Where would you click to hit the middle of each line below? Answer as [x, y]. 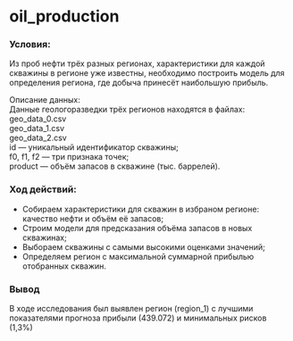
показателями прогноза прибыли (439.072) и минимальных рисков [138, 318]
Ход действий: [43, 189]
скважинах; [44, 237]
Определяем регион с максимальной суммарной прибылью [138, 256]
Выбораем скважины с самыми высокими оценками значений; [144, 246]
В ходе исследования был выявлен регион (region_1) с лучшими [131, 309]
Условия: [30, 45]
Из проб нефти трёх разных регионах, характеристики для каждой [137, 63]
